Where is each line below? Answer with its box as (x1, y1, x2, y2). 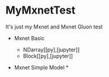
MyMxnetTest (5, 4, 76, 17)
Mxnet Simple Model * (14, 63, 69, 71)
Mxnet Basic (14, 34, 45, 41)
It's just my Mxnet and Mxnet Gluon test (5, 23, 103, 30)
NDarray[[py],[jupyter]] (23, 46, 80, 53)
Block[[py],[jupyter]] (23, 52, 73, 59)
